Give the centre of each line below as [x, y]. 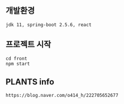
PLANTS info [30, 82]
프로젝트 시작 [28, 44]
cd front [16, 58]
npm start [18, 64]
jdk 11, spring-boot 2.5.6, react [49, 25]
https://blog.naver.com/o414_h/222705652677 [62, 96]
